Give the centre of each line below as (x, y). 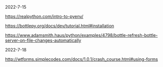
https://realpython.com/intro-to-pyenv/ (44, 16)
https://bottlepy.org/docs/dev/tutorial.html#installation (59, 26)
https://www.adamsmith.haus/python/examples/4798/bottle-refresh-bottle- (81, 35)
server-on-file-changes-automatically (43, 40)
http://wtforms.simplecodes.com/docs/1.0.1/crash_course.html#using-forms (81, 59)
